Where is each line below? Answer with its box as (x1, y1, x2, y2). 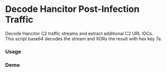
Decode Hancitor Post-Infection (5, 3, 140, 15)
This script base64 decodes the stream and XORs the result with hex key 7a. (5, 36, 162, 42)
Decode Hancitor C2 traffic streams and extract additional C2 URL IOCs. (5, 30, 154, 36)
